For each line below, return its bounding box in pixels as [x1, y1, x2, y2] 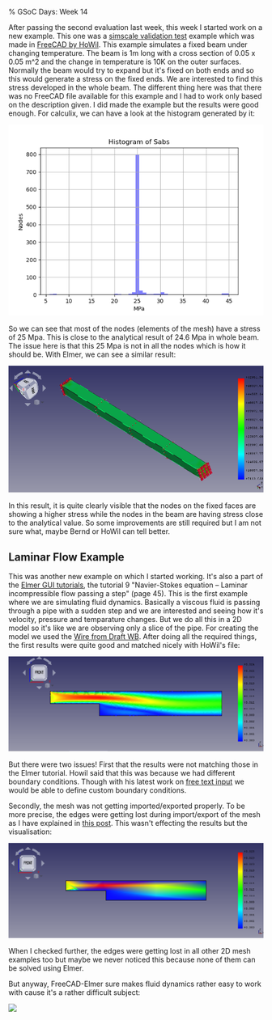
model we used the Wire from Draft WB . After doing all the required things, [8, 631, 257, 641]
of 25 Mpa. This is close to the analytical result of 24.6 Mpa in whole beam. [8, 332, 260, 342]
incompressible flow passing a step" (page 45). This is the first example [8, 588, 249, 598]
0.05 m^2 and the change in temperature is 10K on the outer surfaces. [8, 57, 241, 66]
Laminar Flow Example [8, 550, 125, 564]
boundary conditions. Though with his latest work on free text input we [8, 777, 245, 786]
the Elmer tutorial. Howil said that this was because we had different [8, 768, 236, 777]
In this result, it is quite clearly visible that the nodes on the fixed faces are [8, 501, 257, 510]
